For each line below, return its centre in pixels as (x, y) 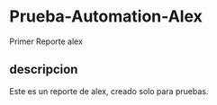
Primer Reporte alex (46, 41)
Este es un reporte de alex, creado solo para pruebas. (109, 91)
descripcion (44, 70)
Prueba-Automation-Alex (106, 17)
